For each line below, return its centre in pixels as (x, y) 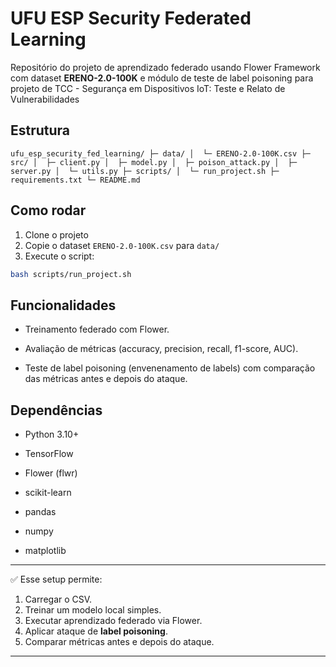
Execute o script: (59, 256)
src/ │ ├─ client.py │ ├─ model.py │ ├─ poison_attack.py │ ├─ (154, 162)
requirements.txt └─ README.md (75, 180)
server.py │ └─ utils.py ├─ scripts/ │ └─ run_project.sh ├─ (145, 171)
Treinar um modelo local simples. (93, 610)
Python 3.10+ (52, 434)
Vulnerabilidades (45, 99)
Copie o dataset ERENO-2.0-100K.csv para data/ (122, 245)
